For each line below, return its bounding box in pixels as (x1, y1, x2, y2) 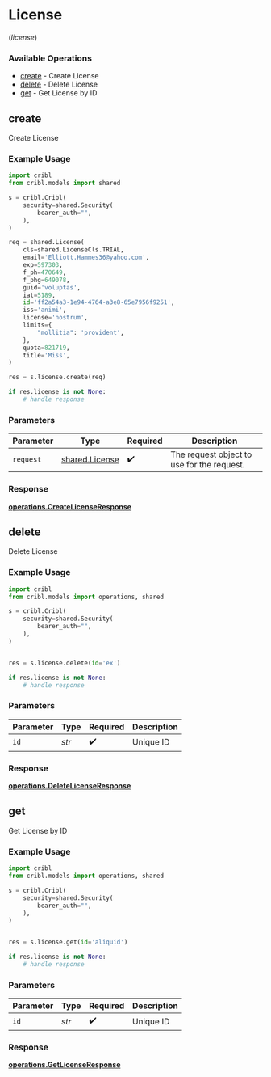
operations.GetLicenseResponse (8, 1060, 121, 1070)
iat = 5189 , (23, 291, 56, 299)
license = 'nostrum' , (23, 314, 89, 322)
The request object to (170, 449, 252, 460)
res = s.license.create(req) (8, 374, 106, 382)
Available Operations (8, 53, 93, 64)
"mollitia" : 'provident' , (37, 328, 125, 336)
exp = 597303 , (23, 261, 63, 269)
